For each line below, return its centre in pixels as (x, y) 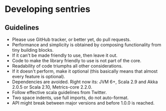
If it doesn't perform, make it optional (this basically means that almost (85, 71)
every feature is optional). (39, 76)
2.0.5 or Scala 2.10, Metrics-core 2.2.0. (52, 87)
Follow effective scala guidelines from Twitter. (59, 92)
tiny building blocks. (33, 50)
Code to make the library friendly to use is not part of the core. (76, 60)
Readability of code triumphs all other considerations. (67, 66)
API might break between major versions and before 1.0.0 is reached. (83, 103)
